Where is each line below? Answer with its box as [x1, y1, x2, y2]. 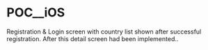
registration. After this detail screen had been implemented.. [6, 34, 179, 42]
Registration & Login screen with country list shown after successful [6, 27, 202, 36]
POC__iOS [6, 5, 65, 21]
